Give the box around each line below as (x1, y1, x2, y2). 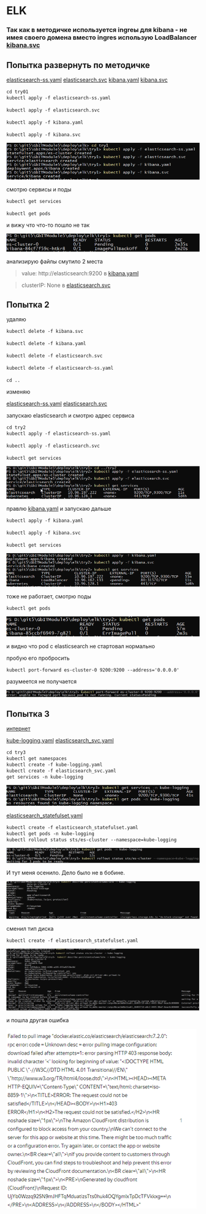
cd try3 (6, 749, 26, 756)
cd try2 (6, 424, 26, 430)
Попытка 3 (6, 709, 50, 719)
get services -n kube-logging (6, 774, 84, 781)
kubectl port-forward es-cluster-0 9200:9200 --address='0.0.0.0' (6, 666, 180, 673)
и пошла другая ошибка (6, 1017, 69, 1024)
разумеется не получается (6, 678, 77, 685)
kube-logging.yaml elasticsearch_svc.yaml (6, 737, 114, 744)
